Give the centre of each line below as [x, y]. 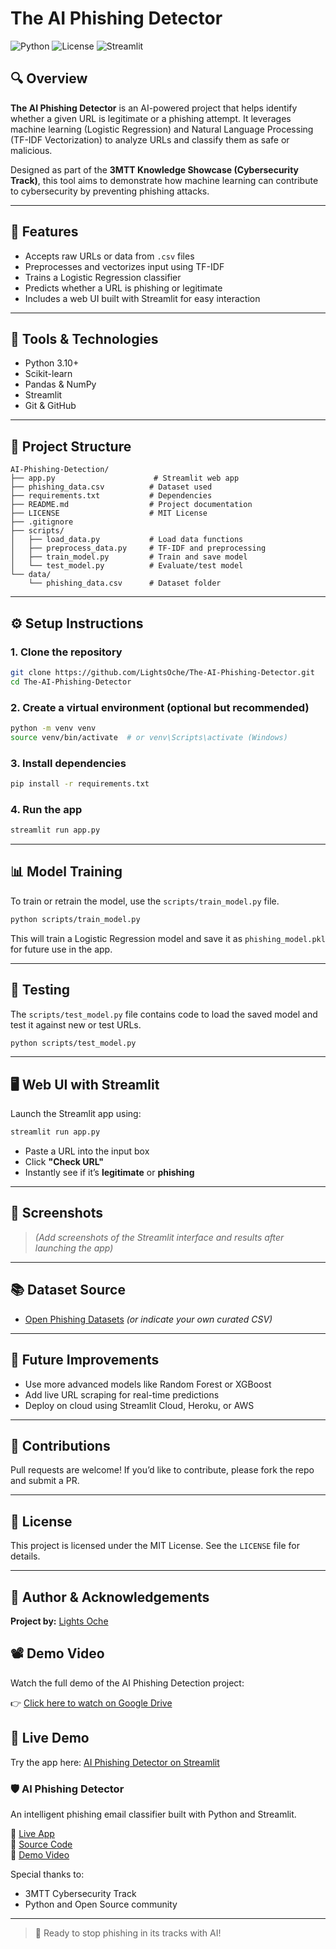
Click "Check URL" [64, 1162]
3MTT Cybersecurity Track [80, 1893]
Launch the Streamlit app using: [76, 1114]
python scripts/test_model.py [73, 1043]
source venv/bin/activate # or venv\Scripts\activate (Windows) [149, 737]
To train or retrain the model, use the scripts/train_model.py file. [145, 901]
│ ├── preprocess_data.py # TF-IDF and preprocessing [138, 548]
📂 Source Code [41, 1844]
